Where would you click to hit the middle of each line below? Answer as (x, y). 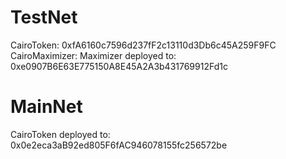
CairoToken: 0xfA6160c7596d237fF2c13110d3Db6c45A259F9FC (143, 45)
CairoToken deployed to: (60, 134)
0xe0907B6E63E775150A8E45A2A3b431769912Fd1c (119, 66)
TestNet (44, 17)
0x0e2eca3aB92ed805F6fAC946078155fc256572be (119, 145)
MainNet (46, 107)
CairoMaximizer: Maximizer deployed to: (93, 55)
